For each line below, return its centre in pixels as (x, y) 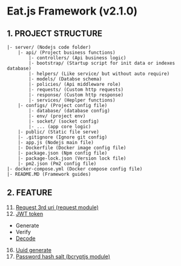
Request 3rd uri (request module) (57, 207)
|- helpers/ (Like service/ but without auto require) (99, 74)
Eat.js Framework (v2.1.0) (72, 11)
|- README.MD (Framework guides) (49, 174)
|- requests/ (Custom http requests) (76, 89)
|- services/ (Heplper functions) (72, 100)
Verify (23, 232)
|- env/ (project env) (57, 116)
